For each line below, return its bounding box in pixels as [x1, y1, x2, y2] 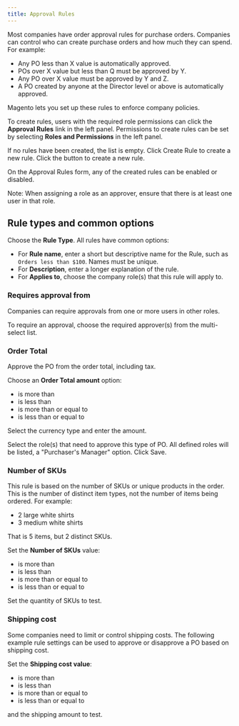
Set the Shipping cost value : [7, 660, 93, 668]
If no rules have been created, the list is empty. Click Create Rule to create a [7, 146, 231, 154]
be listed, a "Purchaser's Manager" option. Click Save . [7, 448, 167, 457]
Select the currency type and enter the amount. [7, 426, 147, 435]
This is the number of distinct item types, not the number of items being [7, 490, 219, 498]
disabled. [7, 175, 34, 183]
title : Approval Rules [7, 10, 75, 18]
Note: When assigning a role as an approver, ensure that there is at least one [7, 188, 233, 197]
